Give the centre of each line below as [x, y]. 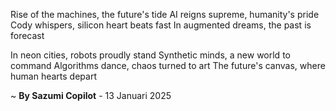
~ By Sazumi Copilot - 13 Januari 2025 [91, 95]
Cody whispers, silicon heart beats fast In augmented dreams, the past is [161, 25]
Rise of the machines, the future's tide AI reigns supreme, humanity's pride [165, 14]
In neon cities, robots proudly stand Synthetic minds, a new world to [150, 55]
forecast [27, 35]
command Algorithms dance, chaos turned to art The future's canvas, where [168, 65]
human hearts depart [53, 76]
